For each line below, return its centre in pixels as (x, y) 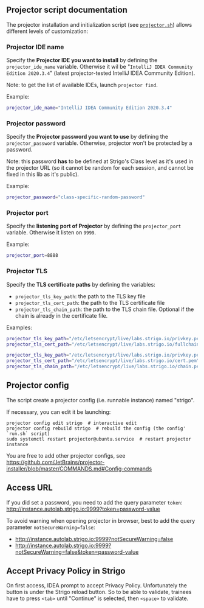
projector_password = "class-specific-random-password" (76, 197)
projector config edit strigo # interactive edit (72, 423)
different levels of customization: (47, 31)
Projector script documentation (67, 10)
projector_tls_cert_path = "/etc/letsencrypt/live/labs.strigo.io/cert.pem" (103, 361)
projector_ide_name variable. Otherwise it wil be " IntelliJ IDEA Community (100, 67)
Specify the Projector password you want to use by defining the (87, 137)
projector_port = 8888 (32, 256)
